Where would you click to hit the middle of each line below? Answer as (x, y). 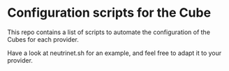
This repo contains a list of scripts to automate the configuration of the (109, 32)
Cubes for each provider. (43, 39)
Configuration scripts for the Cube (109, 13)
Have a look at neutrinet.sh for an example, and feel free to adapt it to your (114, 53)
